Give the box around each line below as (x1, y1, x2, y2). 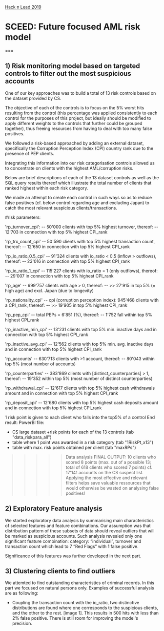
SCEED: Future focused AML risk (5, 21, 141, 32)
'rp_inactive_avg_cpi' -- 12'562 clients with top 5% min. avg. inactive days (5, 341, 154, 347)
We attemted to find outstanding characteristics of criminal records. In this (5, 580, 155, 586)
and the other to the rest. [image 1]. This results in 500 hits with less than (12, 610, 159, 616)
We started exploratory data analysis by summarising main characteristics (5, 517, 154, 523)
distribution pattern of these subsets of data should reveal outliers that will (5, 527, 155, 534)
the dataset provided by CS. (5, 95, 61, 101)
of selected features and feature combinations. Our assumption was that (5, 523, 151, 528)
